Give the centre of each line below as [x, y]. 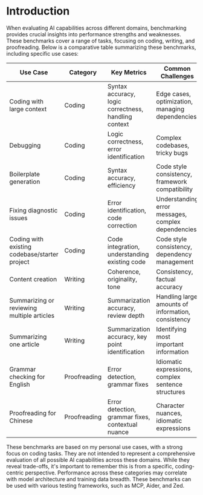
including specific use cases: [42, 53]
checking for [27, 376]
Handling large [177, 297]
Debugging [25, 145]
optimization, [175, 101]
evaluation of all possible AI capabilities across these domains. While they [98, 460]
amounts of [172, 304]
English [20, 384]
